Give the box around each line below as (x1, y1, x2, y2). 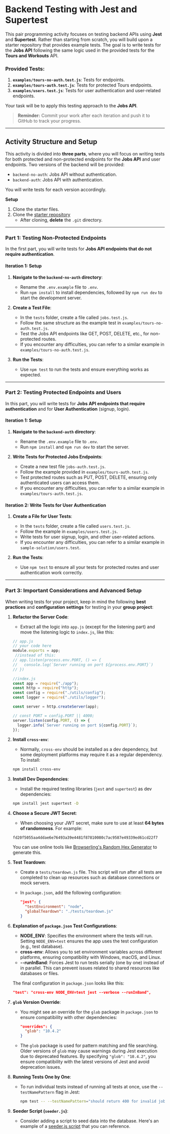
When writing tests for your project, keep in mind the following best (5, 599, 146, 605)
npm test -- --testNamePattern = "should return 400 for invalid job (20, 1099, 165, 1104)
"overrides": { (20, 1024, 52, 1029)
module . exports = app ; (12, 648, 61, 653)
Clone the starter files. (12, 206, 59, 212)
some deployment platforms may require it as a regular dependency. (20, 752, 163, 758)
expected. (20, 371, 41, 378)
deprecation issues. (20, 1064, 62, 1070)
